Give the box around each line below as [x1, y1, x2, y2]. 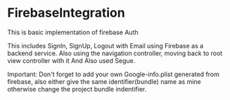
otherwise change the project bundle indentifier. [7, 85, 147, 93]
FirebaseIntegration [7, 5, 125, 21]
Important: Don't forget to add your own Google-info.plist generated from [7, 70, 220, 78]
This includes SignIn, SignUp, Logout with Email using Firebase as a [7, 41, 204, 50]
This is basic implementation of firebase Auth [7, 28, 139, 36]
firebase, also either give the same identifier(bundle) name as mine [7, 77, 202, 85]
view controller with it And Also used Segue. [7, 56, 136, 64]
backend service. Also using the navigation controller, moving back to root [7, 49, 223, 57]
